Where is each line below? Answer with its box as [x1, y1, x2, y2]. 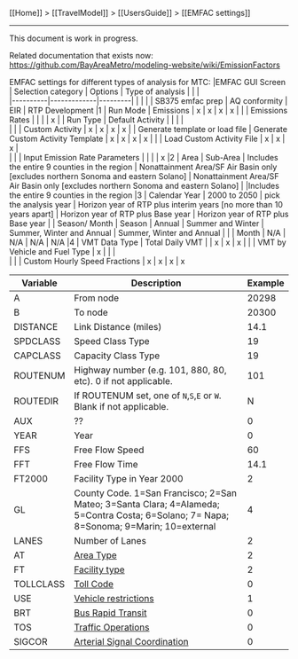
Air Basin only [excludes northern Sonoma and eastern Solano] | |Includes [9, 181, 279, 191]
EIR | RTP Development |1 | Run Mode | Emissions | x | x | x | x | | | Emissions [9, 106, 288, 115]
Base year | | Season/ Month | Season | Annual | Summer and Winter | [9, 218, 264, 229]
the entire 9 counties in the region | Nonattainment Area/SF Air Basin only [9, 161, 278, 172]
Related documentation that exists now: [9, 51, 153, 60]
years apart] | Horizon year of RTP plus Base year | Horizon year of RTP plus [9, 208, 290, 219]
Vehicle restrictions [74, 592, 154, 604]
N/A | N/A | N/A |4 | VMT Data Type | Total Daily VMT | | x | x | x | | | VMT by [9, 237, 286, 247]
